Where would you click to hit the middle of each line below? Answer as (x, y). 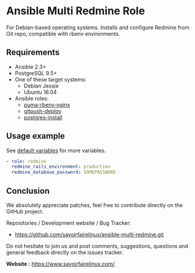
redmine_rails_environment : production (61, 167)
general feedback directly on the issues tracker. (65, 252)
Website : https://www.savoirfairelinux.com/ (61, 264)
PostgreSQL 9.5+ (36, 73)
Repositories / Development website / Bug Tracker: (69, 223)
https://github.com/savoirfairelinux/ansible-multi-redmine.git (89, 234)
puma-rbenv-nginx (47, 105)
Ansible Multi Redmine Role (75, 11)
